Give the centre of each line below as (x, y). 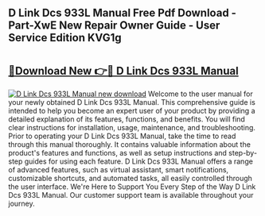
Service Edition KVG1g (65, 38)
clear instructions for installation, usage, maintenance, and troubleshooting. (132, 127)
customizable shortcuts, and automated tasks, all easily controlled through (131, 178)
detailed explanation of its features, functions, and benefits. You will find (127, 119)
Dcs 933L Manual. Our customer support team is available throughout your (131, 195)
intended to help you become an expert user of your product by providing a (132, 111)
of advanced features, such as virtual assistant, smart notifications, (119, 170)
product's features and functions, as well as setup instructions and (117, 153)
